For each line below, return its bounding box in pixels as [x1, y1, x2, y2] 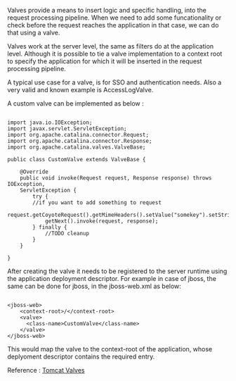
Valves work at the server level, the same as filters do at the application [7, 42, 214, 50]
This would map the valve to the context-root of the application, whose [7, 345, 213, 353]
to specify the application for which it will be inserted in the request [7, 57, 202, 65]
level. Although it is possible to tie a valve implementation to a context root [7, 49, 223, 58]
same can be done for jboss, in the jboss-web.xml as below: [7, 282, 181, 290]
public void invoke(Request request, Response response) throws [20, 175, 212, 182]
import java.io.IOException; [7, 119, 93, 126]
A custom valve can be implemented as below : [7, 99, 144, 108]
